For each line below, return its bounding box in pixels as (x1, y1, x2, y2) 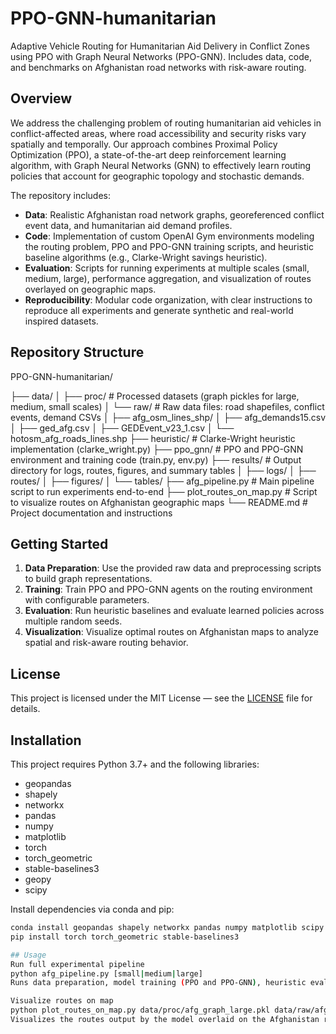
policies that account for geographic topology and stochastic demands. (10, 170, 305, 182)
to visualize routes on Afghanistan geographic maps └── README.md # (10, 496, 308, 508)
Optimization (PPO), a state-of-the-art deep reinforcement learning (10, 148, 287, 161)
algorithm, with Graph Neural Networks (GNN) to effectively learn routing (10, 159, 312, 171)
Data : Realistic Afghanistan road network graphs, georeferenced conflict (24, 208, 325, 221)
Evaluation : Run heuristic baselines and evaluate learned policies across (24, 605, 325, 617)
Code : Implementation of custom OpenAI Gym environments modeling (24, 230, 315, 242)
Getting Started (10, 535, 109, 552)
